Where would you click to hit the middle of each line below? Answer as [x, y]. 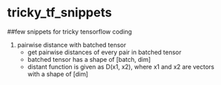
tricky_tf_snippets [60, 13]
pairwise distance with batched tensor [71, 45]
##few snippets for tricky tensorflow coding [70, 32]
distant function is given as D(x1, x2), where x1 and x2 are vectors [121, 66]
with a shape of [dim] [58, 74]
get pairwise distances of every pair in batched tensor [104, 52]
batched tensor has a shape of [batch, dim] [89, 59]
